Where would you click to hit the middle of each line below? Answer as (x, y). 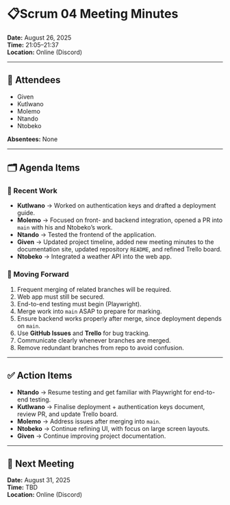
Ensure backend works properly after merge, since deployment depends (119, 318)
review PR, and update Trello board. (67, 414)
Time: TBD (23, 487)
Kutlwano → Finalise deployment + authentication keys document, (111, 406)
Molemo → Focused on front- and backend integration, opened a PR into (120, 220)
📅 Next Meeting (41, 464)
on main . (29, 325)
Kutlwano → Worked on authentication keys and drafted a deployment (116, 206)
